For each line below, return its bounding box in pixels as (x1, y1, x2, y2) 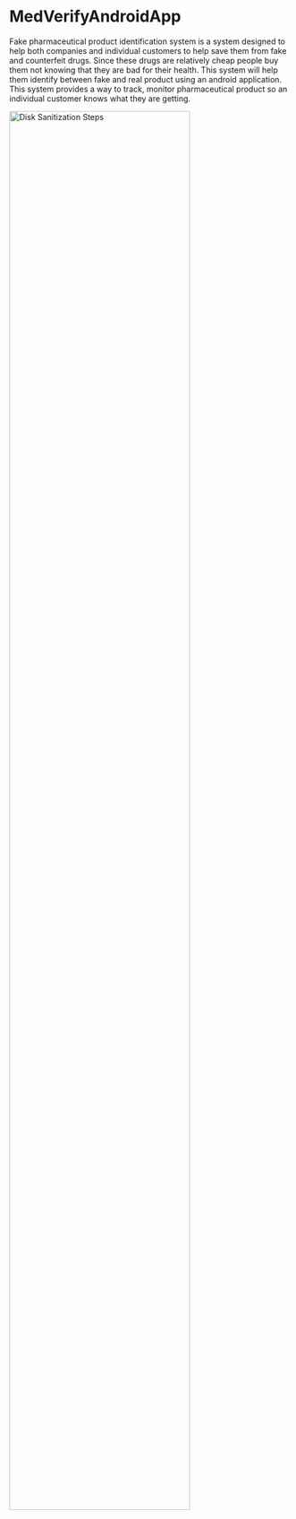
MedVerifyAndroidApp (9, 6, 182, 27)
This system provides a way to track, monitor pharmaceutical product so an (9, 83, 288, 94)
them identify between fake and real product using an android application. (9, 74, 283, 84)
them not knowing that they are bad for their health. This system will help (9, 65, 279, 75)
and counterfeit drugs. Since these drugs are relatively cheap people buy (9, 55, 279, 65)
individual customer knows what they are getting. (9, 92, 190, 104)
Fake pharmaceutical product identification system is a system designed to (9, 36, 286, 47)
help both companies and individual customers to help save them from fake (9, 45, 287, 56)
